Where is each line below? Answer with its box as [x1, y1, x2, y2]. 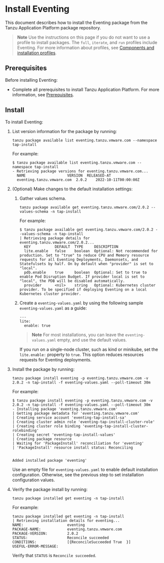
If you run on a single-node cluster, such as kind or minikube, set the [19, 346, 158, 352]
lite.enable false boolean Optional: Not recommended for [23, 248, 158, 253]
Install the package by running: [12, 366, 75, 372]
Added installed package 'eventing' [12, 458, 87, 463]
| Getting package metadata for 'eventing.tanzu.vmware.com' [12, 411, 140, 416]
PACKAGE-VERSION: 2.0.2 [12, 531, 78, 536]
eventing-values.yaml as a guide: [19, 305, 87, 311]
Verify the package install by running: [12, 486, 88, 492]
